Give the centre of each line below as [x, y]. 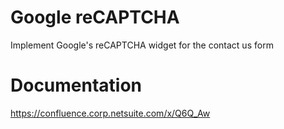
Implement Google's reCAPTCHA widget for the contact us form [142, 45]
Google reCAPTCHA [95, 17]
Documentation [76, 85]
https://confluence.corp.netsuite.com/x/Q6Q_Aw [110, 113]
